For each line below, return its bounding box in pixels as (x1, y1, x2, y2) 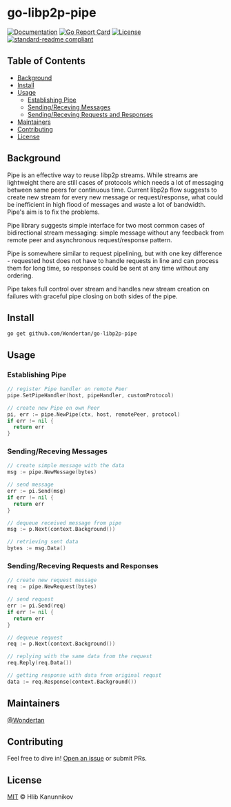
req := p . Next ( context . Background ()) (7, 640, 116, 648)
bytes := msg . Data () (7, 545, 67, 552)
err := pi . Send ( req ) (7, 602, 67, 610)
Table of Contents (7, 55, 86, 67)
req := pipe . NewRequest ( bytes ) (7, 583, 97, 590)
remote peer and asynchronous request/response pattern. (7, 235, 172, 244)
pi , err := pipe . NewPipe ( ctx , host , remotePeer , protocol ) (7, 410, 181, 418)
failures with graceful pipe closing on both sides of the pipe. (7, 292, 178, 300)
